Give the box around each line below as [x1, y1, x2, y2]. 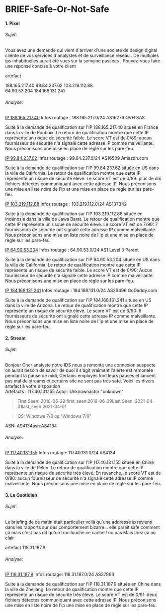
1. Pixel [5, 20, 20, 26]
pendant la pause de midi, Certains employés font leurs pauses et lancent [5, 372, 156, 378]
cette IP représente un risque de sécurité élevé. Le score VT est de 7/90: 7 [5, 221, 158, 228]
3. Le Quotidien [5, 492, 37, 498]
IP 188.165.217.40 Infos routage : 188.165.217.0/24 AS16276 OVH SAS [5, 115, 145, 121]
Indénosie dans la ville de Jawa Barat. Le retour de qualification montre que [5, 216, 160, 222]
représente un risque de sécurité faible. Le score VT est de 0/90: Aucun [5, 267, 153, 273]
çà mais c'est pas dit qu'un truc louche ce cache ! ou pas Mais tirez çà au [5, 529, 156, 535]
